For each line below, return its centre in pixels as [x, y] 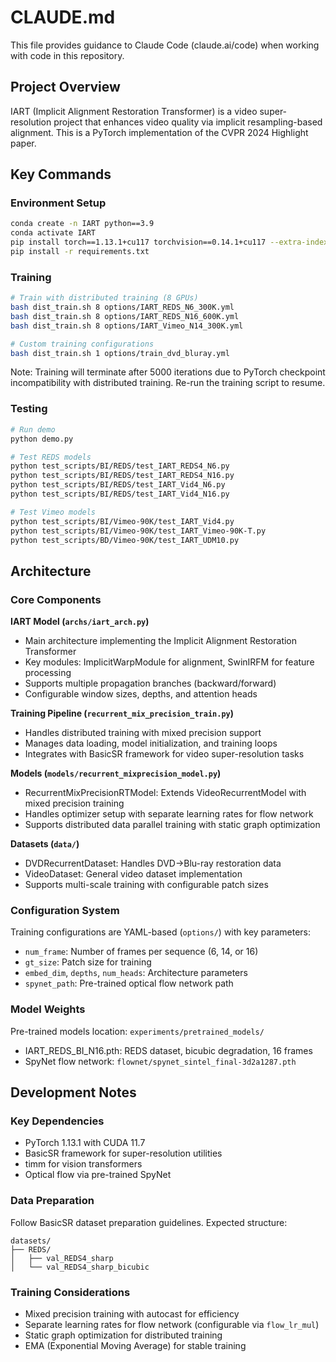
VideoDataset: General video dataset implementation [133, 874]
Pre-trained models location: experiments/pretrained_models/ [137, 1031]
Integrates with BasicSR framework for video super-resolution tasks [164, 754]
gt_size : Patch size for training [88, 962]
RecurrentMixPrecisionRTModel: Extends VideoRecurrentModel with [165, 793]
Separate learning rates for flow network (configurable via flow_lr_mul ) [172, 1324]
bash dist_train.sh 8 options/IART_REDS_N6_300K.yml [122, 307]
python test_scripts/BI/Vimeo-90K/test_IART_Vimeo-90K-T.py [138, 531]
